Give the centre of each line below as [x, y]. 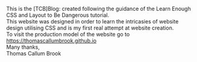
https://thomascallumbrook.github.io [52, 41]
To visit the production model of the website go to [68, 34]
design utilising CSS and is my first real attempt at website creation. [90, 28]
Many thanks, [23, 47]
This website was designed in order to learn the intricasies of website [92, 21]
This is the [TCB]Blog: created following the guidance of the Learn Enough [98, 9]
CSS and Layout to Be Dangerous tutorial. [58, 15]
